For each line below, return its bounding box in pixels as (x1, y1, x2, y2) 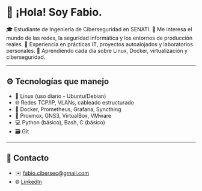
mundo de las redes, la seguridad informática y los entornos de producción (6, 34, 193, 41)
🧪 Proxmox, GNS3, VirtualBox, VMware (14, 112, 112, 119)
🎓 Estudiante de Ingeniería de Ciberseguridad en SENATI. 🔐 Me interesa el (6, 25, 192, 32)
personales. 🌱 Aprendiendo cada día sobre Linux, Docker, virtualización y (6, 47, 188, 54)
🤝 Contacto (6, 153, 49, 163)
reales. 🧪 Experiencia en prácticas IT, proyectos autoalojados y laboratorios (6, 40, 194, 47)
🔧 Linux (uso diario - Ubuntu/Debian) (14, 92, 106, 100)
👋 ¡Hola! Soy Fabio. (6, 5, 102, 19)
